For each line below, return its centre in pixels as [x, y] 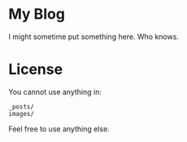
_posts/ [22, 106]
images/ [22, 114]
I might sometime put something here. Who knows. [93, 37]
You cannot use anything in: [55, 92]
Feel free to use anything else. [59, 129]
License [36, 69]
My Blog [37, 14]
